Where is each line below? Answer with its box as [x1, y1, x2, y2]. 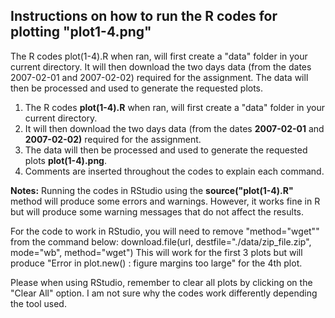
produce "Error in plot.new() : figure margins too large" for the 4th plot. [10, 257, 303, 269]
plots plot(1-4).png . [24, 154, 107, 166]
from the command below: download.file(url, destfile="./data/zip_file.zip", [10, 235, 312, 248]
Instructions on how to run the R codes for [10, 8, 278, 25]
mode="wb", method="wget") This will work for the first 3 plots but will [10, 246, 303, 258]
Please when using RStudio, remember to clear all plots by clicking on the [10, 276, 313, 288]
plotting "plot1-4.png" [10, 24, 152, 41]
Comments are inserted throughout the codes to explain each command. [24, 165, 325, 177]
